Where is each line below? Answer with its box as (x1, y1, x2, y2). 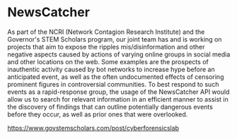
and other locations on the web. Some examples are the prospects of (7, 57, 209, 66)
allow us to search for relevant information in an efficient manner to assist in (7, 95, 229, 103)
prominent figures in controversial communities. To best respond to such (7, 80, 219, 88)
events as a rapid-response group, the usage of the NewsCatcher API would (7, 87, 230, 96)
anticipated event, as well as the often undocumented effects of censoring (7, 72, 224, 81)
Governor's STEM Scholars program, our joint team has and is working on (7, 35, 222, 43)
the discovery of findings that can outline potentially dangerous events (7, 102, 214, 111)
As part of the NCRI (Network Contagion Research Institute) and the (7, 28, 205, 36)
